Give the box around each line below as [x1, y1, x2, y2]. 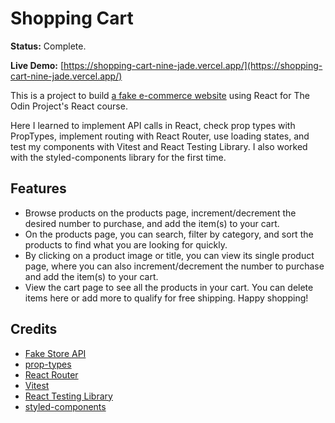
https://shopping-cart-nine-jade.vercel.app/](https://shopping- [63, 59, 323, 71]
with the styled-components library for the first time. [10, 151, 227, 163]
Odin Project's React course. [10, 100, 128, 112]
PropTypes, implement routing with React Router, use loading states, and [10, 130, 310, 142]
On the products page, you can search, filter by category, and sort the [24, 228, 314, 240]
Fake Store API [24, 347, 87, 359]
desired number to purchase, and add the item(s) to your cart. [24, 217, 280, 229]
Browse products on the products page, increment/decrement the [24, 207, 297, 219]
